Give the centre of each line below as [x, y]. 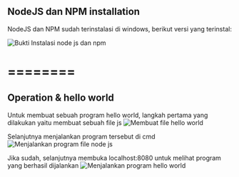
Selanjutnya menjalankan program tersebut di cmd [81, 136]
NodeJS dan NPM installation [74, 12]
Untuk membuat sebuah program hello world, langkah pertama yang [108, 115]
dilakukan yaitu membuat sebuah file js [65, 122]
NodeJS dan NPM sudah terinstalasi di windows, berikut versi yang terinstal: [119, 29]
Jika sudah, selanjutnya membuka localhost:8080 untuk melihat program [114, 158]
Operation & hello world [61, 98]
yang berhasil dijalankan [43, 165]
